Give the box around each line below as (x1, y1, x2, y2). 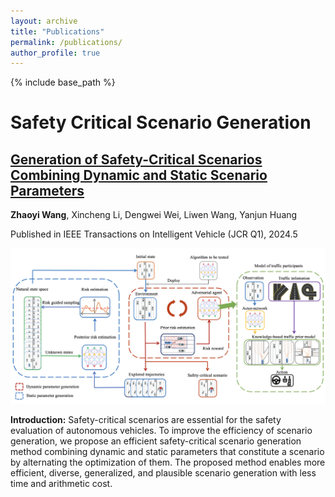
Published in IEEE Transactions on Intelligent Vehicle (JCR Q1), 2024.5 (10, 228, 298, 240)
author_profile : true (10, 48, 101, 58)
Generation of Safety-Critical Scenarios (10, 151, 263, 168)
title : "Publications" (10, 26, 105, 37)
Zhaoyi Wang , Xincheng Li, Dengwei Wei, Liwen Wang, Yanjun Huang (10, 209, 298, 221)
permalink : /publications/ (10, 37, 123, 47)
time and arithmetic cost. (10, 477, 113, 489)
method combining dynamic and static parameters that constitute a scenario (10, 445, 325, 457)
